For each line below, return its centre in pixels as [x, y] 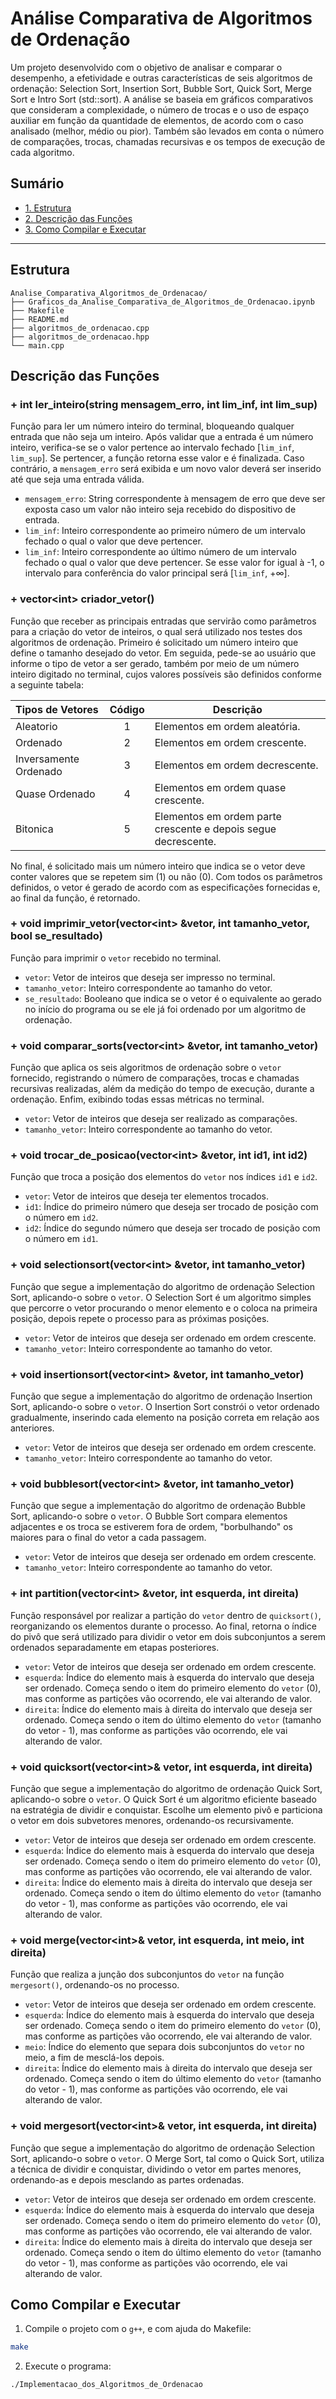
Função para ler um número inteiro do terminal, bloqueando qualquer [152, 426]
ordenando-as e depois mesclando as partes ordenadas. [127, 2179]
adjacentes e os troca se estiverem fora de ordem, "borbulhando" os [151, 1527]
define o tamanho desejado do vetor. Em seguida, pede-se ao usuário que [163, 653]
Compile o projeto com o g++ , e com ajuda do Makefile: [138, 2329]
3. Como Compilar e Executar [85, 229]
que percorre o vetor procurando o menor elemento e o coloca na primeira [164, 1308]
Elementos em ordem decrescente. [236, 765]
